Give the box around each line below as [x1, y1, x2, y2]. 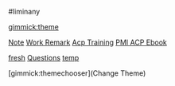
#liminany [8, 7, 41, 16]
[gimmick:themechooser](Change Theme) [8, 68, 146, 78]
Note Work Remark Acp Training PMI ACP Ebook [8, 37, 167, 47]
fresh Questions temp [8, 53, 80, 62]
